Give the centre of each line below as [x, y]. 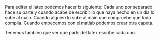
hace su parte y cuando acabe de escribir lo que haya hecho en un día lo [80, 12]
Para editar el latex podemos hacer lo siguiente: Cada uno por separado [79, 7]
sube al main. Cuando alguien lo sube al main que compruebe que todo [78, 18]
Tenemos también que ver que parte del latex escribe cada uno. [71, 32]
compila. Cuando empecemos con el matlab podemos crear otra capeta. [79, 23]
